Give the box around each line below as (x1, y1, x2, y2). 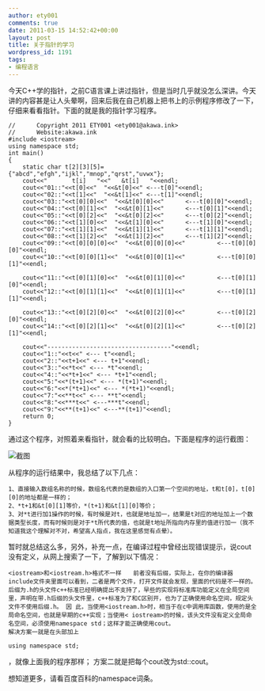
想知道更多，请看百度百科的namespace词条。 (8, 674, 157, 683)
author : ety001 (8, 11, 59, 20)
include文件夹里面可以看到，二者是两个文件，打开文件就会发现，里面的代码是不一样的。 (8, 577, 257, 586)
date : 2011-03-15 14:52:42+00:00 (8, 26, 119, 34)
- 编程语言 (8, 63, 40, 71)
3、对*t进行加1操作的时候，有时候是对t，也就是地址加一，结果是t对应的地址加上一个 (8, 510, 248, 518)
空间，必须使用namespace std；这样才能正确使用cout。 (13, 619, 175, 628)
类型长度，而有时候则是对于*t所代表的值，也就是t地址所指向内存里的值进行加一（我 (13, 518, 249, 526)
